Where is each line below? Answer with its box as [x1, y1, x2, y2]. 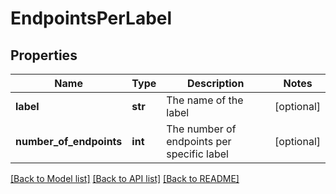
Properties [10, 47, 78, 64]
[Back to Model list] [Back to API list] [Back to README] [10, 173, 240, 184]
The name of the [166, 93, 244, 107]
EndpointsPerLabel [10, 7, 173, 30]
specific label [166, 147, 229, 161]
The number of [166, 122, 237, 136]
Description [186, 77, 245, 90]
